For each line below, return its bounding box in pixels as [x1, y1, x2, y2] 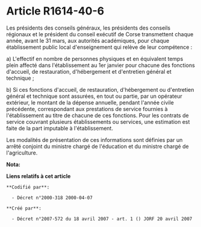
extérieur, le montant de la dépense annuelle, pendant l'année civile [6, 98, 175, 106]
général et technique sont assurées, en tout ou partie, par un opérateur [6, 92, 182, 100]
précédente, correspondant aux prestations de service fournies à [6, 105, 168, 112]
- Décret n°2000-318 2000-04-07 [11, 194, 93, 200]
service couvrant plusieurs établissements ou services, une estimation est [6, 118, 190, 125]
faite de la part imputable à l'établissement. [6, 124, 113, 132]
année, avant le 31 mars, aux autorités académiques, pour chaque [6, 37, 170, 44]
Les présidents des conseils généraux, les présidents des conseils [6, 24, 170, 31]
